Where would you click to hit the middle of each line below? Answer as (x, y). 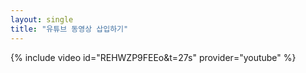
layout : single (42, 19)
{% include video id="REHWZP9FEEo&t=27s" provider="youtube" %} (153, 57)
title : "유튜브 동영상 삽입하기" (69, 29)
